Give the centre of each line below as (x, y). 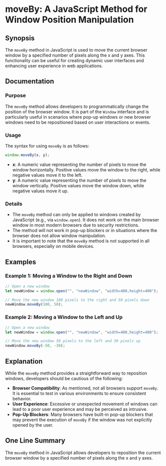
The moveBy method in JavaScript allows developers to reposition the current (83, 453)
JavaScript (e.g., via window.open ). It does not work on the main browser (86, 220)
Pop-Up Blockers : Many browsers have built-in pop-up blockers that (83, 414)
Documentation (30, 81)
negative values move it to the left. (47, 175)
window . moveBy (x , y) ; (28, 155)
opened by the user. (33, 425)
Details (14, 204)
